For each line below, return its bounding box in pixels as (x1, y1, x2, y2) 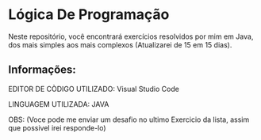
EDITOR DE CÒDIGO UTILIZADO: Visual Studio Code (8, 84, 180, 93)
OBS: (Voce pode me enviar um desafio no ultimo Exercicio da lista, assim (8, 115, 250, 124)
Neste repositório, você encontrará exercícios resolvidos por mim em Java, (8, 32, 254, 41)
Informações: (8, 63, 77, 77)
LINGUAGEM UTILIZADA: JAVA (8, 99, 109, 108)
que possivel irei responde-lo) (8, 123, 106, 132)
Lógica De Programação (8, 6, 170, 24)
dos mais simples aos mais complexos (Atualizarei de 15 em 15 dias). (8, 40, 232, 49)
